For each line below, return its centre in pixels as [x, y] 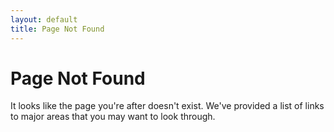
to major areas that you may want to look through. [113, 117]
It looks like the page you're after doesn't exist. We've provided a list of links [167, 106]
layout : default [44, 19]
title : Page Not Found [57, 29]
